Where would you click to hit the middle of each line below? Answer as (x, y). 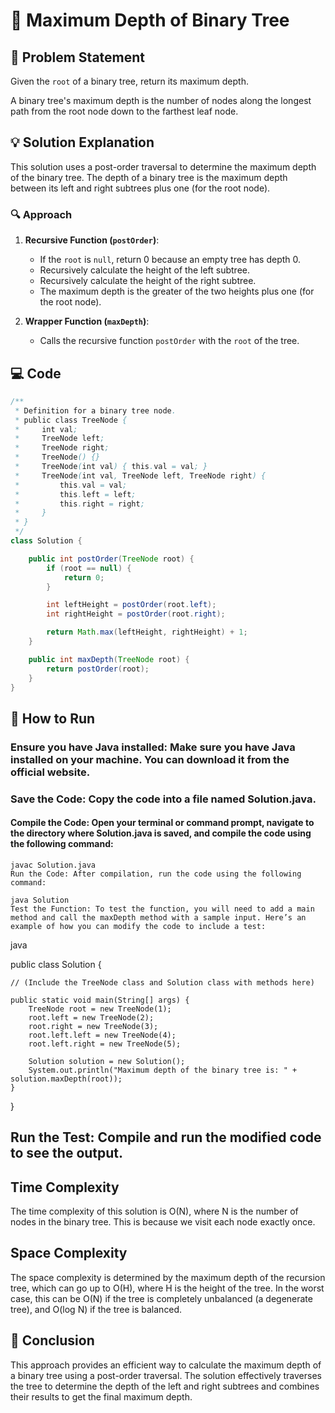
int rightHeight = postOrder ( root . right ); (136, 614)
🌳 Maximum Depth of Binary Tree (150, 20)
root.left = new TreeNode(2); (91, 1017)
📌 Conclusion (52, 1340)
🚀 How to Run (53, 718)
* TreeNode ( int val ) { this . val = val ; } (111, 467)
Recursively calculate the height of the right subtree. (148, 281)
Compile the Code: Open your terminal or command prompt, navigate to (162, 823)
